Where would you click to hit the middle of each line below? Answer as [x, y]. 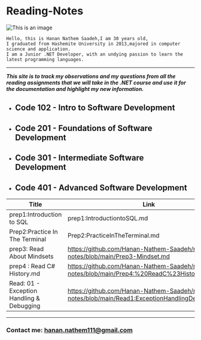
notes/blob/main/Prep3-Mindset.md [119, 256]
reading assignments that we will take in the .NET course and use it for [96, 83]
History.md [25, 274]
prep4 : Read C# [32, 266]
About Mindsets [31, 256]
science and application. [38, 49]
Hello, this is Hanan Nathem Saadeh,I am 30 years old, [77, 38]
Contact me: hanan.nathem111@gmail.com [69, 330]
